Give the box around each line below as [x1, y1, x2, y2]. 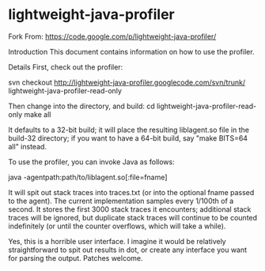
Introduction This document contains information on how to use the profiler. [8, 47, 255, 56]
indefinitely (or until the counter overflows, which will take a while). [8, 221, 226, 231]
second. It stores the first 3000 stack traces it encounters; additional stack [8, 204, 252, 214]
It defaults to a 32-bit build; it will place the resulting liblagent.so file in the [8, 125, 249, 134]
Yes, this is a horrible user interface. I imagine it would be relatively [8, 236, 227, 246]
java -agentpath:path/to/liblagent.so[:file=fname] [8, 172, 168, 182]
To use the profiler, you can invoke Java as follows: [8, 156, 176, 167]
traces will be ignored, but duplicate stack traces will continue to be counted [8, 213, 258, 222]
